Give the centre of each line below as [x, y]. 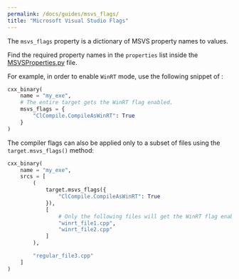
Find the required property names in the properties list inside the [103, 55]
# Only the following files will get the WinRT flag [138, 216]
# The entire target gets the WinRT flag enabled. [97, 103]
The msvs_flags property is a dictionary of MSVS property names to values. [118, 41]
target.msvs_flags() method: [51, 150]
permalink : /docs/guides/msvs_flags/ [63, 14]
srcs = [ [33, 177]
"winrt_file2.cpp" [85, 230]
